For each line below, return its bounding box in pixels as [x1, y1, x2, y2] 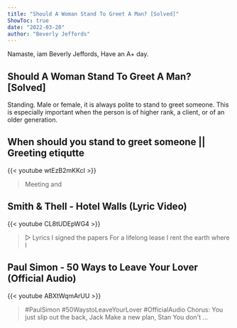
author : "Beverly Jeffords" [7, 30, 91, 38]
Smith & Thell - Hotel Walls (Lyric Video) [7, 201, 187, 213]
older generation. [7, 115, 58, 125]
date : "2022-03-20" [7, 23, 65, 31]
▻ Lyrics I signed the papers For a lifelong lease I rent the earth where [24, 233, 231, 242]
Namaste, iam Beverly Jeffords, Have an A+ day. [7, 50, 149, 58]
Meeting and [24, 179, 62, 189]
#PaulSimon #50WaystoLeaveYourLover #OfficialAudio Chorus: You [24, 305, 224, 314]
